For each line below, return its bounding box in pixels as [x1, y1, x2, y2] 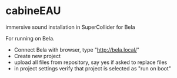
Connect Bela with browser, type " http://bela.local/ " [14, 46, 139, 53]
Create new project [14, 52, 61, 59]
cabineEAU [5, 4, 61, 18]
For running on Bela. [5, 35, 55, 42]
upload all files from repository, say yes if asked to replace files [14, 59, 168, 66]
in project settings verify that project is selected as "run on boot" [14, 65, 172, 72]
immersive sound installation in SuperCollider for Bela [5, 23, 135, 30]
